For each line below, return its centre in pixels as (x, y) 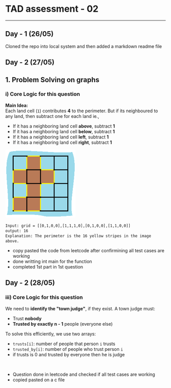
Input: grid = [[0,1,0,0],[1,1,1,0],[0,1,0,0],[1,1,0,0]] (68, 226)
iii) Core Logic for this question (44, 298)
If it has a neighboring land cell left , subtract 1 (61, 137)
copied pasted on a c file (39, 380)
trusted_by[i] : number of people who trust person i (68, 349)
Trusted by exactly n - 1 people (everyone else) (63, 324)
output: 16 (17, 231)
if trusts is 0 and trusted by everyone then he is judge (69, 354)
